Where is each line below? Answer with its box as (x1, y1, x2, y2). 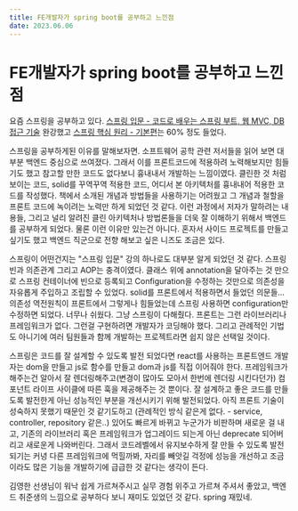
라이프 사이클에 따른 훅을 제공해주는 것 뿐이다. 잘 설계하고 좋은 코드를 (32, 384, 273, 394)
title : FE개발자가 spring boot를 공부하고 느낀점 (9, 12, 174, 22)
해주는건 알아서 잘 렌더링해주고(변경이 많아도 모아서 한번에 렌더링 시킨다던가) (9, 373, 277, 384)
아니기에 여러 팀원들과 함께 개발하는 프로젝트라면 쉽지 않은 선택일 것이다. (18, 331, 270, 343)
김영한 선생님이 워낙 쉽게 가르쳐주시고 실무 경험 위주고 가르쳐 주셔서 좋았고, (9, 481, 270, 491)
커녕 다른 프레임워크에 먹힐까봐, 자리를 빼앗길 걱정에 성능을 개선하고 (32, 450, 269, 461)
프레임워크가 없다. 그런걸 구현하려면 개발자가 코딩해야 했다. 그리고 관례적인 (9, 320, 269, 331)
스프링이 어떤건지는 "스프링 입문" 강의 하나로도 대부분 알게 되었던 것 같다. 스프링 (9, 254, 287, 264)
